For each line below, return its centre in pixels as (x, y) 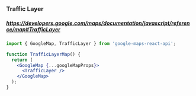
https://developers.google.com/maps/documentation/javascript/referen (98, 23)
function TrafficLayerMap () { (44, 54)
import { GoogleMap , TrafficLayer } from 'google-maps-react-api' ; (91, 43)
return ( (22, 60)
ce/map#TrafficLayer (33, 29)
